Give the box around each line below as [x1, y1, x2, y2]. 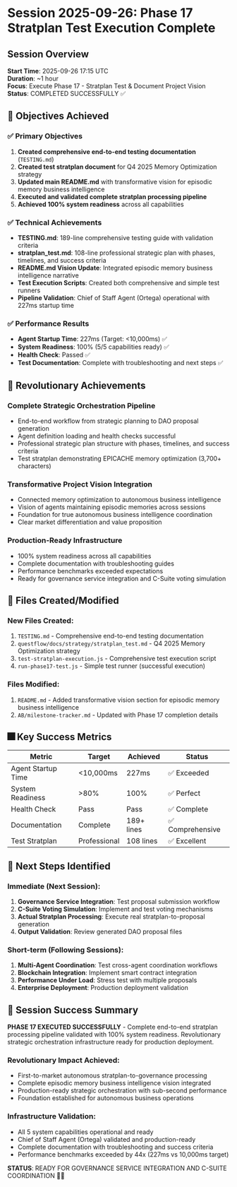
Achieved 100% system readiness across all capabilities [17, 200, 185, 208]
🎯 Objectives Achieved [7, 110, 109, 122]
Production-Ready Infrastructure [7, 535, 123, 545]
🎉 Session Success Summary [7, 1004, 139, 1016]
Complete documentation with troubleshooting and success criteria [17, 1143, 214, 1151]
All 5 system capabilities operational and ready [17, 1128, 154, 1136]
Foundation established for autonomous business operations [17, 1094, 194, 1102]
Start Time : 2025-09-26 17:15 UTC [7, 67, 109, 75]
